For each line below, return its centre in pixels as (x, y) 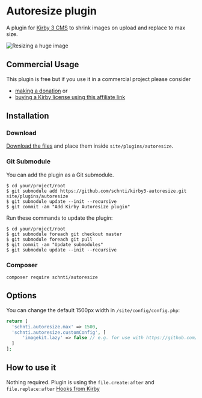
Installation (28, 116)
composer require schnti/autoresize (52, 277)
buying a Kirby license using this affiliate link (70, 97)
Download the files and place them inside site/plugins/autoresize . (90, 146)
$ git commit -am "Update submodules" (55, 244)
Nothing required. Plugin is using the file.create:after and (80, 382)
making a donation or (41, 91)
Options (22, 296)
